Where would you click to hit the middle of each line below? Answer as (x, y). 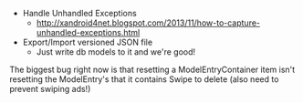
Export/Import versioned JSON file (88, 42)
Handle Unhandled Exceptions (79, 13)
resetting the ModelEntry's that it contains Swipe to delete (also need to (144, 79)
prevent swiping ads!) (50, 89)
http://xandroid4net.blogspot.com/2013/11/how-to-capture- (148, 23)
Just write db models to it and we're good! (116, 52)
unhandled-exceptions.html (88, 32)
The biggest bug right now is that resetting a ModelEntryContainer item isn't (152, 69)
